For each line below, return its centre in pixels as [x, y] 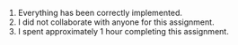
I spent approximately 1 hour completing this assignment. [123, 31]
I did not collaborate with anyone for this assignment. [116, 22]
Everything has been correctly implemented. [100, 13]
